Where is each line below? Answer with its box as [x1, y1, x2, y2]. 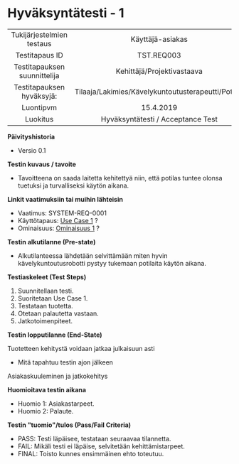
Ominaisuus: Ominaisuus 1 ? [17, 224, 100, 232]
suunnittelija [18, 70, 60, 80]
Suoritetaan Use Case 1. [17, 293, 88, 303]
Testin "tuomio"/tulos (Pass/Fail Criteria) [7, 421, 132, 429]
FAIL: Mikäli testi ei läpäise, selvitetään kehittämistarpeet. [17, 442, 185, 450]
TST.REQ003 [137, 50, 181, 60]
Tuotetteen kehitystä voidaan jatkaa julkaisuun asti [7, 344, 155, 352]
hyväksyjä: [21, 91, 58, 101]
